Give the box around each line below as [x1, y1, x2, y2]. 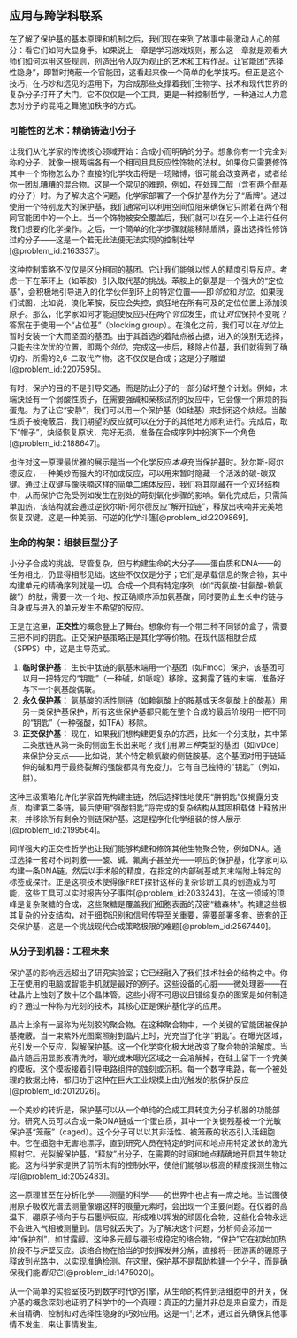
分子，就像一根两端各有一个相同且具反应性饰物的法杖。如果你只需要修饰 [24, 158, 288, 168]
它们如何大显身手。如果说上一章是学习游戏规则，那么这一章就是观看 [32, 44, 280, 55]
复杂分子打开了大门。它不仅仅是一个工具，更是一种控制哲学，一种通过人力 [9, 88, 280, 99]
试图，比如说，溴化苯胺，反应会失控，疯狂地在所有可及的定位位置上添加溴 [16, 297, 288, 308]
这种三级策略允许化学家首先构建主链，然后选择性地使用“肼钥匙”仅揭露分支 [9, 791, 280, 803]
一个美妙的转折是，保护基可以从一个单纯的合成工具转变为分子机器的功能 [9, 1104, 272, 1115]
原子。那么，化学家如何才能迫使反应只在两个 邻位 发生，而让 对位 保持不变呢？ [9, 309, 288, 319]
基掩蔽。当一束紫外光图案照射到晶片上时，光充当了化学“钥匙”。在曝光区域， [9, 1030, 287, 1041]
